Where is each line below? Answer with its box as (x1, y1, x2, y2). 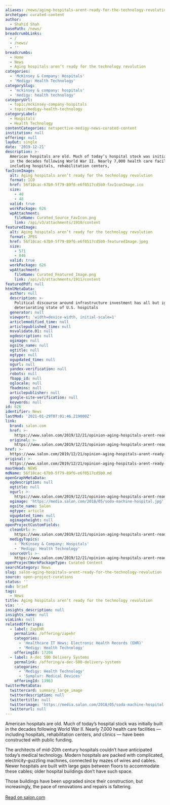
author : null (10, 291, 37, 296)
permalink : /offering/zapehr (14, 631, 76, 636)
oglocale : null (10, 381, 42, 386)
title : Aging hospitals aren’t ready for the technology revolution (5, 598, 153, 603)
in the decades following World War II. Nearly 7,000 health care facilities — (5, 726, 161, 732)
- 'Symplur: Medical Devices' (18, 674, 82, 679)
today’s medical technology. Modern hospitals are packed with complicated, (5, 752, 164, 758)
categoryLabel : (5, 111, 37, 117)
